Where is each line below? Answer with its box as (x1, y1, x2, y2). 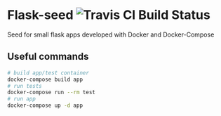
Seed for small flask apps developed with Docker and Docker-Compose (7, 30, 215, 39)
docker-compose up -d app (7, 102, 83, 109)
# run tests (7, 82, 42, 89)
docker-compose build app (7, 76, 83, 83)
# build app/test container (7, 69, 90, 77)
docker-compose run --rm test (7, 89, 96, 96)
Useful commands (7, 51, 89, 63)
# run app (7, 96, 36, 103)
